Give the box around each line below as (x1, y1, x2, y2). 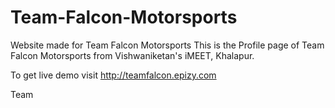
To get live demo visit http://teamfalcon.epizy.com (10, 69, 217, 81)
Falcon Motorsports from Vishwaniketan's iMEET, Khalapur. (10, 49, 255, 61)
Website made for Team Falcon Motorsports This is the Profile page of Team (10, 39, 325, 51)
